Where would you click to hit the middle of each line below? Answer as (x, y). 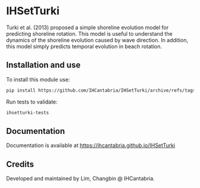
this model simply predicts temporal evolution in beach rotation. (84, 46)
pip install (21, 90)
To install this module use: (38, 79)
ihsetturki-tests (28, 112)
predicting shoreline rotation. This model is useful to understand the (89, 33)
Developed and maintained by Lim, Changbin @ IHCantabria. (80, 178)
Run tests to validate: (32, 102)
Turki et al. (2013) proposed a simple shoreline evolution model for (87, 27)
